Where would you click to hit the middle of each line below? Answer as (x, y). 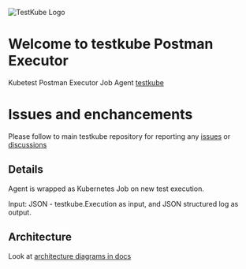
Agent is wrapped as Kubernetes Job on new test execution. (106, 189)
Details (26, 170)
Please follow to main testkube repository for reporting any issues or (119, 136)
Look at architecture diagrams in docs (70, 256)
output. (20, 212)
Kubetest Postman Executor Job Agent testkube (86, 82)
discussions (28, 144)
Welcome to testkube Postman (111, 44)
